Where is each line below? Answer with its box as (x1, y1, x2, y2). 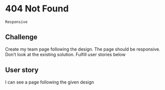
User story (5, 66, 39, 75)
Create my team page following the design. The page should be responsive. (5, 46, 161, 52)
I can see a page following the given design (5, 79, 94, 85)
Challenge (5, 33, 38, 41)
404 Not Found (5, 3, 69, 14)
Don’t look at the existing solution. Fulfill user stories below (5, 51, 126, 57)
